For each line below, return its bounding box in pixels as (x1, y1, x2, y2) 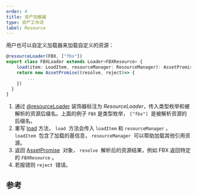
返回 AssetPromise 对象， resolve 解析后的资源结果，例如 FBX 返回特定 (14, 147, 191, 154)
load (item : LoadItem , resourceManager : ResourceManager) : (16, 64, 161, 70)
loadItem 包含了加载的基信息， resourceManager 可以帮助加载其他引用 (14, 132, 186, 139)
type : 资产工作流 (6, 19, 44, 25)
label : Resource (6, 25, 46, 31)
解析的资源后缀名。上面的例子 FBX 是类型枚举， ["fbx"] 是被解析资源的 (14, 110, 188, 117)
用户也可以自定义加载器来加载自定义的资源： (6, 42, 114, 49)
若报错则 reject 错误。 (14, 162, 72, 169)
